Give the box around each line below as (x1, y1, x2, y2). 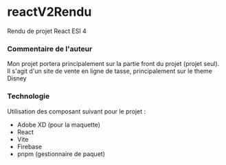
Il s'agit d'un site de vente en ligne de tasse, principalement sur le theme (7, 67, 213, 76)
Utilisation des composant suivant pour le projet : (7, 107, 146, 115)
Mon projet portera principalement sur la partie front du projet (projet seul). (7, 60, 220, 68)
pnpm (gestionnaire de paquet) (16, 149, 105, 158)
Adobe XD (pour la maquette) (16, 120, 101, 129)
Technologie (7, 91, 50, 101)
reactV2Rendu (7, 4, 92, 20)
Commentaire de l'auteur (7, 44, 93, 54)
